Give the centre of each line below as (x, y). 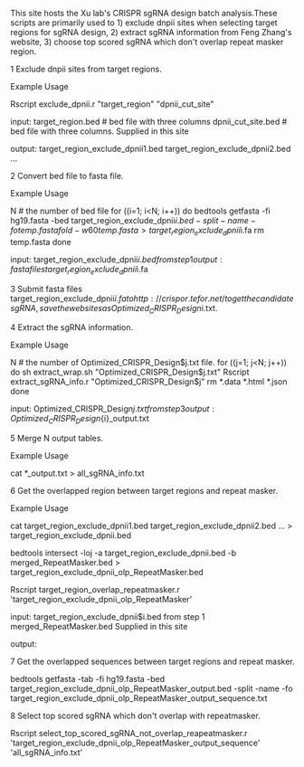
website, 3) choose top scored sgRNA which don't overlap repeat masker (147, 42)
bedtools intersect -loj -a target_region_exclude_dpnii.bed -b (123, 553)
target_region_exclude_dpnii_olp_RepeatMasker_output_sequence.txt (139, 698)
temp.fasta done (41, 241)
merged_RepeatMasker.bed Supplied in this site (99, 627)
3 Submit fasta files (46, 289)
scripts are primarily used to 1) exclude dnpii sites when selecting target (144, 23)
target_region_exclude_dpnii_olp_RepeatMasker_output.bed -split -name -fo (152, 689)
